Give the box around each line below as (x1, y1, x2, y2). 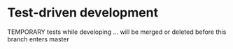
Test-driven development (7, 5, 159, 21)
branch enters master (7, 35, 70, 43)
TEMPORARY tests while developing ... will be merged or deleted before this (7, 28, 227, 36)
